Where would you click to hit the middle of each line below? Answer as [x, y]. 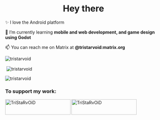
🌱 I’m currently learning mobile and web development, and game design [80, 32]
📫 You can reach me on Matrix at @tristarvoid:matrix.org [65, 47]
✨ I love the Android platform [35, 22]
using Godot [18, 37]
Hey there [83, 9]
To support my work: [31, 91]
